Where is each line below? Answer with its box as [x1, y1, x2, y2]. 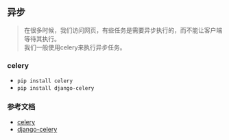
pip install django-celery [16, 85, 95, 92]
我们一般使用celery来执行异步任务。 [23, 43, 126, 51]
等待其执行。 [23, 34, 60, 43]
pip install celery [16, 78, 73, 84]
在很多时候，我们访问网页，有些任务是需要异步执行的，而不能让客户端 [23, 26, 223, 34]
